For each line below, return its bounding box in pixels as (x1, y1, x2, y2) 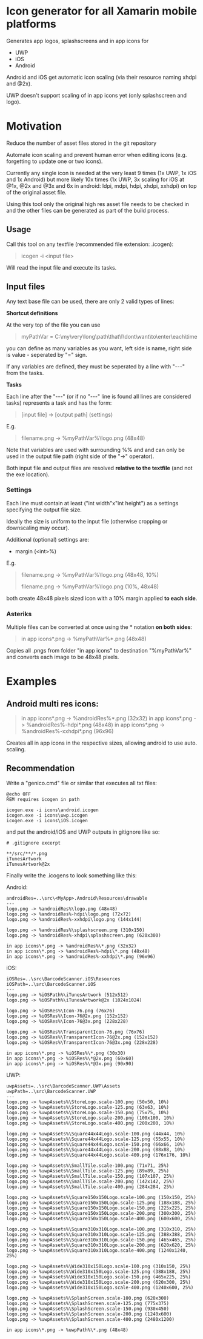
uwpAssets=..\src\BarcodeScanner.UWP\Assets (6, 1083, 121, 1089)
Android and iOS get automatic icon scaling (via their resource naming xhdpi (6, 73, 197, 81)
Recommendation (6, 763, 75, 774)
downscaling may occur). (6, 524, 70, 531)
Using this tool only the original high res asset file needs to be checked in (6, 200, 190, 207)
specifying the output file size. (6, 506, 82, 513)
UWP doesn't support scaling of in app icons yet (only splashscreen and (6, 91, 187, 99)
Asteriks (6, 610, 32, 618)
